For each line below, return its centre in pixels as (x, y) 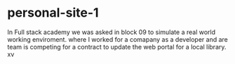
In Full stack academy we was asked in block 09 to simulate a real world (112, 32)
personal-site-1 (53, 13)
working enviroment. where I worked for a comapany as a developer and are (117, 39)
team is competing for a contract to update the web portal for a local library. (117, 47)
